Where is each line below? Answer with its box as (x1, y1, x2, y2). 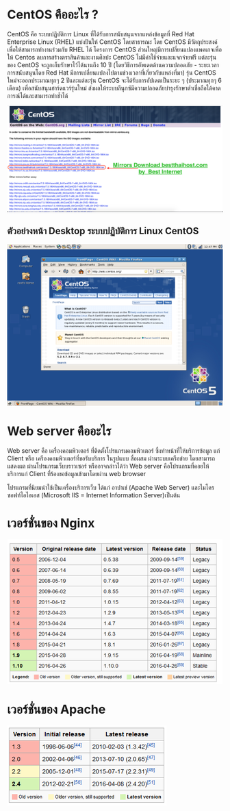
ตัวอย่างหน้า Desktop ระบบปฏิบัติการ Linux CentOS (7, 225, 199, 237)
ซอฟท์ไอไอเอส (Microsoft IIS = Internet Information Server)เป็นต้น (7, 490, 181, 499)
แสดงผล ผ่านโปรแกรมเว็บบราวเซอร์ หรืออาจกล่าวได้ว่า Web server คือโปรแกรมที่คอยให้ (7, 462, 209, 470)
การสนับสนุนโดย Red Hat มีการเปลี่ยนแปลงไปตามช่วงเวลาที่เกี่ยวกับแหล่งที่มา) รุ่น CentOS (7, 68, 217, 77)
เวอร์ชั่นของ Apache (7, 702, 106, 717)
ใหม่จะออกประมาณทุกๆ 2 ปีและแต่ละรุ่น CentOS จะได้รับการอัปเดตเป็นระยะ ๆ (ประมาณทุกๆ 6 (7, 76, 222, 84)
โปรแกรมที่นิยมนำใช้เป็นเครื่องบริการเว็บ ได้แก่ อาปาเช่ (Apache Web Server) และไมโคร (7, 483, 214, 491)
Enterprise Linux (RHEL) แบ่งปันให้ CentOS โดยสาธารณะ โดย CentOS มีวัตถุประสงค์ (7, 38, 218, 46)
